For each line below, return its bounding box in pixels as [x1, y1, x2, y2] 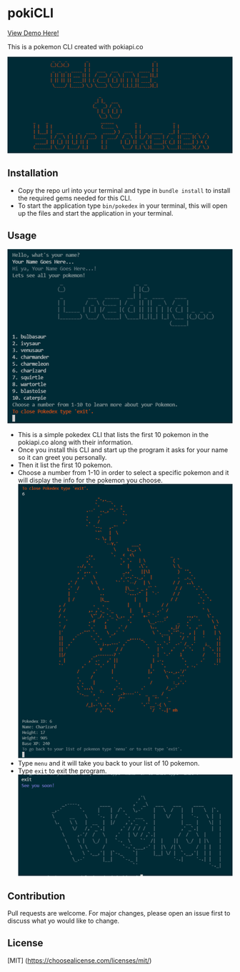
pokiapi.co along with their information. [17, 438, 134, 446]
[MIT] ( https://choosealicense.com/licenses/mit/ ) [7, 956, 152, 965]
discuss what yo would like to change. [7, 916, 120, 926]
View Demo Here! [7, 29, 59, 37]
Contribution [7, 890, 66, 902]
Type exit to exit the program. [17, 766, 107, 775]
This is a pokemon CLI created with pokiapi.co [7, 42, 144, 51]
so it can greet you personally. [17, 453, 107, 461]
